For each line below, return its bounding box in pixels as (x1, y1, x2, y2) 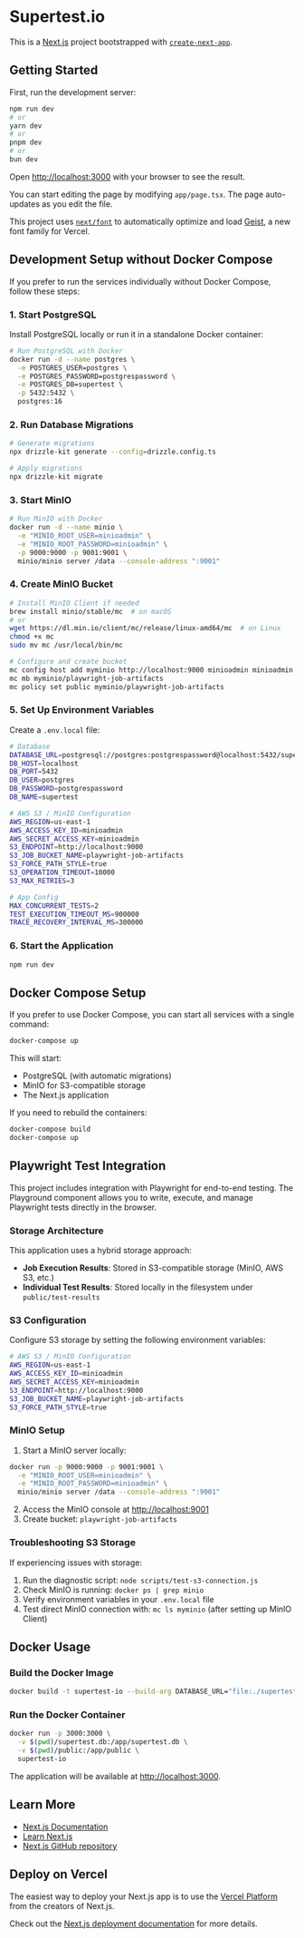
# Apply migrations (9, 464, 83, 473)
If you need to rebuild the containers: (9, 1107, 147, 1118)
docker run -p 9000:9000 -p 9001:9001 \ (9, 1462, 165, 1471)
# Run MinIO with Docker (9, 514, 103, 523)
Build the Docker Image (9, 1666, 114, 1679)
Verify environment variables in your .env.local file (22, 1593, 214, 1604)
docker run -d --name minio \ (9, 523, 124, 532)
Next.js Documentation (22, 1821, 109, 1832)
